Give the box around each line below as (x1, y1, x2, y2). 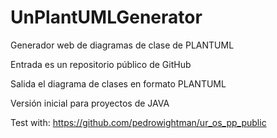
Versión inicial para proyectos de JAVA (10, 97, 170, 109)
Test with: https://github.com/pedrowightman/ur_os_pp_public (10, 116, 267, 128)
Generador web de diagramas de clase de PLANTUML (10, 39, 235, 51)
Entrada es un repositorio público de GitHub (10, 58, 192, 70)
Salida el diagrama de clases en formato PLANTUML (10, 77, 227, 90)
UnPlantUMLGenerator (10, 6, 203, 29)
